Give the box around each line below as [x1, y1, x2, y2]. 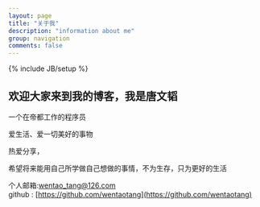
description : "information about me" [8, 27, 135, 35]
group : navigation [8, 34, 70, 43]
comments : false [8, 42, 63, 50]
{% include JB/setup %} [8, 64, 89, 73]
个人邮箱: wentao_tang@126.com [8, 180, 116, 190]
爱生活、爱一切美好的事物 [8, 129, 93, 139]
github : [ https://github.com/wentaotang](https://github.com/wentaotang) [8, 189, 252, 199]
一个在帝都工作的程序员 [8, 112, 86, 122]
